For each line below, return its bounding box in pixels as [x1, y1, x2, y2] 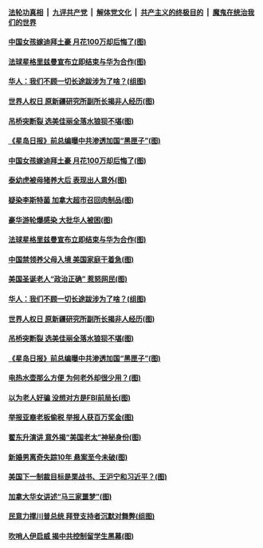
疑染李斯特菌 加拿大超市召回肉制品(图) [8, 195, 134, 205]
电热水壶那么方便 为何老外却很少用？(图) [8, 373, 141, 383]
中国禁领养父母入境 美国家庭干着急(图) [8, 254, 134, 264]
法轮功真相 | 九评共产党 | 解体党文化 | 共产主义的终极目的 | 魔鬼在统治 [8, 7, 248, 17]
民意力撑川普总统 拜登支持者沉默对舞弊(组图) [8, 511, 155, 521]
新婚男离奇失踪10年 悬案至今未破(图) [8, 452, 128, 462]
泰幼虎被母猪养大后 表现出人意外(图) [8, 176, 128, 185]
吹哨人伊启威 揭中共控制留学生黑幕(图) [8, 531, 134, 541]
